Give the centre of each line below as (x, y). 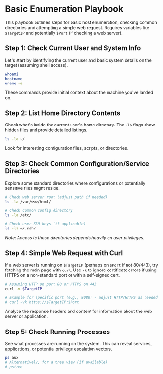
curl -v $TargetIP (24, 289)
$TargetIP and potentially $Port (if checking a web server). (64, 33)
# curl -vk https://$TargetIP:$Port (42, 302)
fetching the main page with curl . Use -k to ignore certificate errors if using (81, 270)
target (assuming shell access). (36, 65)
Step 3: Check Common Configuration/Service (77, 164)
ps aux (12, 358)
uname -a (14, 83)
